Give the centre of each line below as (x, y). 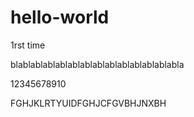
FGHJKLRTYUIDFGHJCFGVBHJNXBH (88, 103)
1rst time (28, 45)
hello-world (60, 17)
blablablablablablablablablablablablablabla (97, 64)
